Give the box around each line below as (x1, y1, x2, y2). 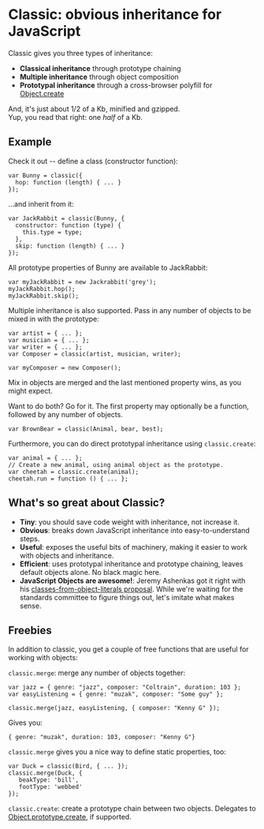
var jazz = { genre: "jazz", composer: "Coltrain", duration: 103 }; (8, 684, 242, 692)
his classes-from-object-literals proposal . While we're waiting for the (19, 584, 244, 593)
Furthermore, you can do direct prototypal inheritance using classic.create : (8, 439, 256, 448)
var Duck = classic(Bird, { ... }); (8, 763, 128, 771)
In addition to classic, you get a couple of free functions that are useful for (8, 644, 250, 654)
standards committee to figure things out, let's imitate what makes (19, 592, 235, 602)
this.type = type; (22, 228, 83, 236)
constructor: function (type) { (15, 221, 122, 230)
